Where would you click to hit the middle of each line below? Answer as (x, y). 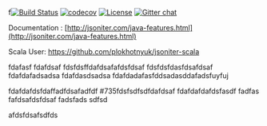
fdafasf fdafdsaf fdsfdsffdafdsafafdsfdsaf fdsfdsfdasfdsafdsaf (111, 67)
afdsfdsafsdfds (33, 115)
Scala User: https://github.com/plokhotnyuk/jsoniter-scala (104, 51)
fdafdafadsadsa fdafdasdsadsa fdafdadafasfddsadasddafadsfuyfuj (119, 75)
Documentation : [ (38, 28)
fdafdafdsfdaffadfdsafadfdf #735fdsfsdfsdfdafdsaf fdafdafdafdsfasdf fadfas (134, 91)
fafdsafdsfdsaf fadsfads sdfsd (58, 99)
